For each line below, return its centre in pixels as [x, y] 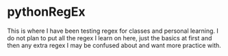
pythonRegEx [46, 12]
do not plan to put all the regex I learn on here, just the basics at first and [110, 38]
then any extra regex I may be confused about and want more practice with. [114, 45]
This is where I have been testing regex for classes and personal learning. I [113, 31]
